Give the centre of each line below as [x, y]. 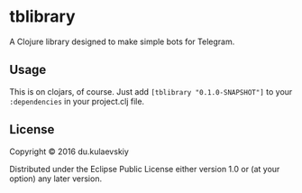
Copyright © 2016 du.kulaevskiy [69, 152]
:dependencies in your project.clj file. [77, 101]
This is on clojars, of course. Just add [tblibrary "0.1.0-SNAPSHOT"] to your [151, 91]
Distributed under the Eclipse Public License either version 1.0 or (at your [145, 169]
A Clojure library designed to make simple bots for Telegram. [122, 41]
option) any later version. [55, 179]
